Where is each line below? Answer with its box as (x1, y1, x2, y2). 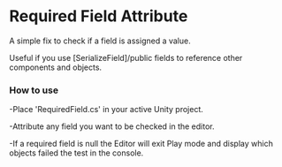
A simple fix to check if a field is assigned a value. (9, 35, 192, 46)
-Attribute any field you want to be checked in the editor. (9, 121, 215, 132)
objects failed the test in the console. (9, 148, 144, 158)
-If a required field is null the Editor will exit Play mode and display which (9, 139, 274, 149)
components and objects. (9, 62, 103, 72)
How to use (9, 84, 59, 96)
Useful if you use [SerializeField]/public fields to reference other (9, 52, 243, 63)
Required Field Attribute (9, 6, 188, 27)
